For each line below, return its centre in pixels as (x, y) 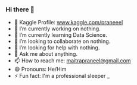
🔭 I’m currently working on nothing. (57, 29)
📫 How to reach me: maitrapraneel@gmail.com (72, 61)
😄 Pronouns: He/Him (40, 69)
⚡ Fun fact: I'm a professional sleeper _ (62, 76)
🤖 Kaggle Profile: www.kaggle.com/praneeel (68, 23)
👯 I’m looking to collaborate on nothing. (62, 42)
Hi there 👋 (20, 10)
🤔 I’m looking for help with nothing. (57, 48)
